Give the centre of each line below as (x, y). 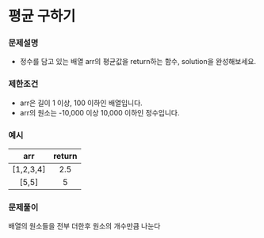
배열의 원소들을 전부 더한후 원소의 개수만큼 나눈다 (84, 226)
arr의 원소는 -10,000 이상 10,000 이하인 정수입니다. (99, 112)
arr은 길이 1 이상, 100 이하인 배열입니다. (81, 103)
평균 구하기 (42, 16)
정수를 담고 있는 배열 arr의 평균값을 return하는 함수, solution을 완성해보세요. (138, 62)
